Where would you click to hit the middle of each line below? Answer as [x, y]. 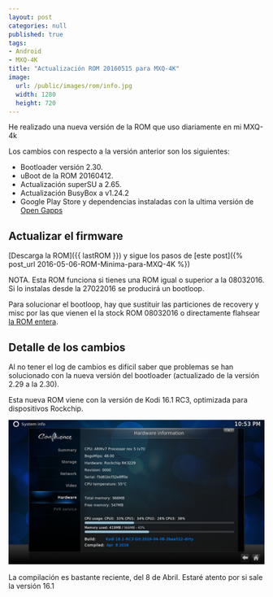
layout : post [30, 17]
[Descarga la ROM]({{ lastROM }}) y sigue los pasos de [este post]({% [126, 255]
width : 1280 [36, 94]
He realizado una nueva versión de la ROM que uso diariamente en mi [125, 127]
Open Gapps [41, 211]
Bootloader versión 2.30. [61, 168]
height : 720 [36, 103]
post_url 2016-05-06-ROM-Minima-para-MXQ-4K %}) [100, 264]
